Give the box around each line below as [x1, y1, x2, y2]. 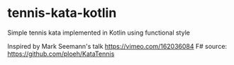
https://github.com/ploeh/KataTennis [7, 49, 115, 58]
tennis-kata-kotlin [7, 5, 117, 21]
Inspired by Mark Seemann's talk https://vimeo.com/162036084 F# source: [7, 42, 228, 50]
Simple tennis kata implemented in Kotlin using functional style [7, 28, 190, 37]
